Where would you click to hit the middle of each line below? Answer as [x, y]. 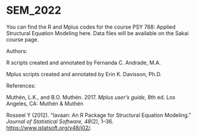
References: [21, 85]
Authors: [17, 51]
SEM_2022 [34, 10]
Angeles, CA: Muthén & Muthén [45, 103]
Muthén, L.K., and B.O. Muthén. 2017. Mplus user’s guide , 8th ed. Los [91, 97]
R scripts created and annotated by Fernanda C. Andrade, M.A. [84, 63]
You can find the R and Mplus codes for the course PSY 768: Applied [91, 27]
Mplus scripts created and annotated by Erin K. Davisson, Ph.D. [84, 74]
